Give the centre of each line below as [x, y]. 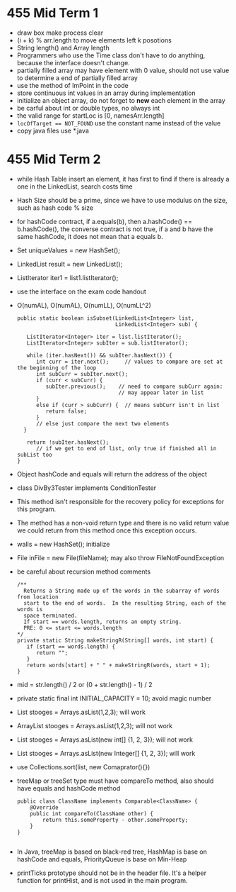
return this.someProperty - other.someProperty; [116, 820]
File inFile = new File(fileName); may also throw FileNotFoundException [120, 557]
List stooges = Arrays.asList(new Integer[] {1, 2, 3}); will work [106, 753]
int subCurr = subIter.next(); [82, 374]
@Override [44, 807]
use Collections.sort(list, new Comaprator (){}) [83, 766]
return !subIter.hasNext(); [68, 442]
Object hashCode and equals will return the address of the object [112, 474]
